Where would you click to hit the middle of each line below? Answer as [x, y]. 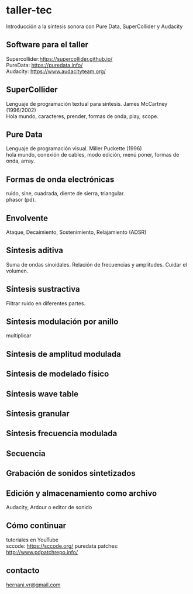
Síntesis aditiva [35, 251]
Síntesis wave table [42, 394]
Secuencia [26, 453]
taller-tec [29, 10]
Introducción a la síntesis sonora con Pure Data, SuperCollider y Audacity [94, 26]
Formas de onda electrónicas [60, 179]
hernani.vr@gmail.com [33, 585]
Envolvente [27, 218]
